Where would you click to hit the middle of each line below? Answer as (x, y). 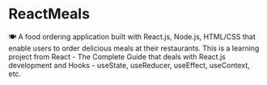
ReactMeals (49, 14)
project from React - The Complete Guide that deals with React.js (117, 56)
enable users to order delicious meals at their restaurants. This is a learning (134, 48)
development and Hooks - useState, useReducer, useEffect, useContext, (129, 65)
